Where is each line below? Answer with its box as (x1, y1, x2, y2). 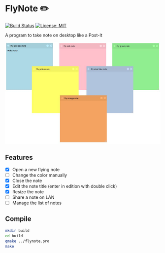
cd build (5, 233, 23, 238)
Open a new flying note (12, 166, 60, 172)
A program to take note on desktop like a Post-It (5, 32, 102, 38)
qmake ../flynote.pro (5, 239, 50, 244)
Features (5, 153, 33, 162)
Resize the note (12, 189, 44, 195)
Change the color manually (12, 172, 67, 178)
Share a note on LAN (12, 194, 55, 200)
